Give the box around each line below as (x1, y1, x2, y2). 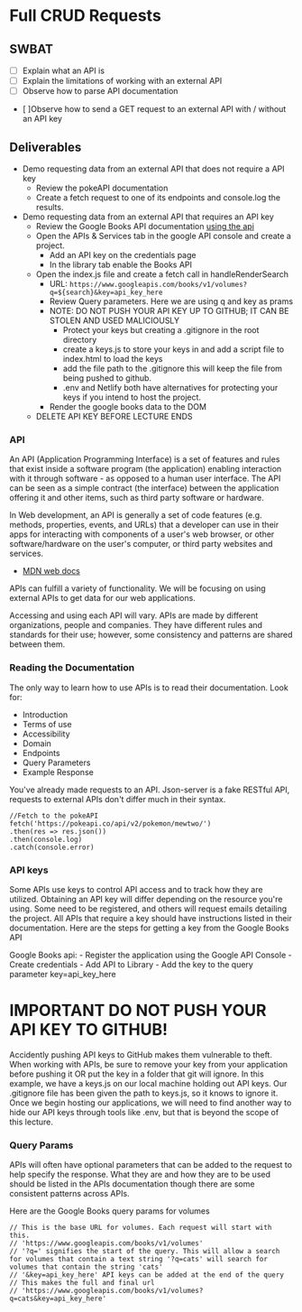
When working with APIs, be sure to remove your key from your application (9, 1058, 288, 1069)
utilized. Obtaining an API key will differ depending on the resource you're (9, 893, 283, 904)
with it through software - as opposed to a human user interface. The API (9, 473, 281, 484)
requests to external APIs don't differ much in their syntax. (9, 793, 226, 804)
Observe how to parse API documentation (22, 86, 178, 97)
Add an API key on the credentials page (49, 250, 197, 260)
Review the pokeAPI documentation (35, 182, 169, 193)
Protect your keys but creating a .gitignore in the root (62, 325, 260, 335)
